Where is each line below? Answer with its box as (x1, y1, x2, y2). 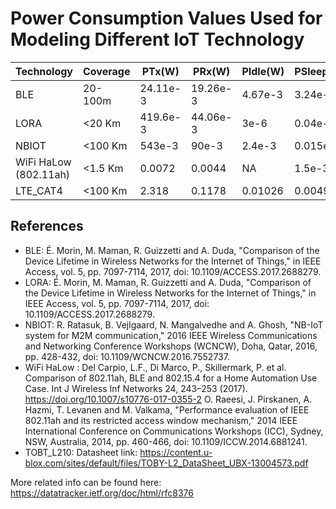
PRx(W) (193, 64, 231, 78)
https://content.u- (139, 446, 213, 458)
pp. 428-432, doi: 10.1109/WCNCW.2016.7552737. (24, 350, 230, 362)
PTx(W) (141, 64, 180, 78)
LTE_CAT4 (15, 183, 63, 197)
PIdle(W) (241, 64, 285, 78)
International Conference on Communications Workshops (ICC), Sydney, (24, 425, 324, 437)
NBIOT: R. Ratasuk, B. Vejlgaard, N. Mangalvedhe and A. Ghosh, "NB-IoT (24, 318, 324, 331)
